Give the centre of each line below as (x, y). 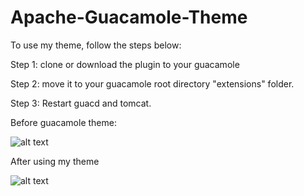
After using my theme (55, 161)
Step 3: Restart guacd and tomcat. (81, 103)
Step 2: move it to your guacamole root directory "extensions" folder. (152, 83)
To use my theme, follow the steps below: (96, 45)
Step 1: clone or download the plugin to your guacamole (125, 64)
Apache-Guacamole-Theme (129, 17)
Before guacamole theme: (63, 122)
